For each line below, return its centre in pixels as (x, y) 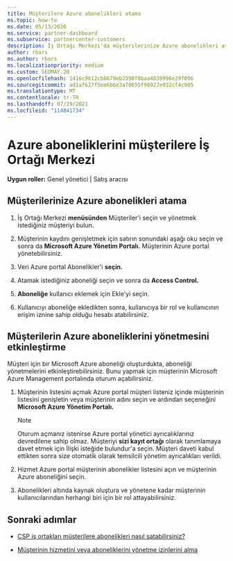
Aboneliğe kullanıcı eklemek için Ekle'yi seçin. (83, 293)
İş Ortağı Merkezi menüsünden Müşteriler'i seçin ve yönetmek (106, 218)
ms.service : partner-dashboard (52, 33)
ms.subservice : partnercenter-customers (67, 40)
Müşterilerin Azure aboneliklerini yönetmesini (108, 336)
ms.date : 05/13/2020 (37, 26)
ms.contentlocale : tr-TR (43, 98)
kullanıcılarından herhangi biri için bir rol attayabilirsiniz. (96, 498)
